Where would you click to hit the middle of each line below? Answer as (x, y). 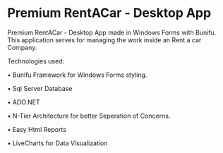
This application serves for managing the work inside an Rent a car (104, 39)
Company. (22, 47)
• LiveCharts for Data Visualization (58, 143)
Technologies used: (36, 61)
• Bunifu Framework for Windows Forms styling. (77, 75)
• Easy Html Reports (37, 129)
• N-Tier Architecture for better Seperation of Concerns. (89, 116)
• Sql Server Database (40, 88)
